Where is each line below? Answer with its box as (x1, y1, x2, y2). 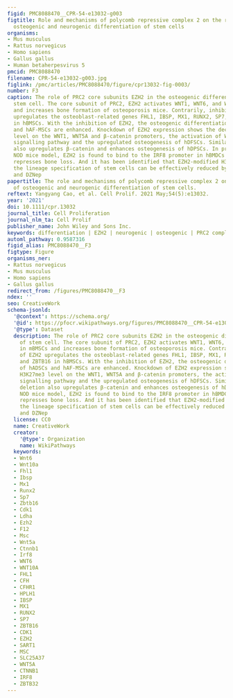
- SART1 (13, 642, 36, 649)
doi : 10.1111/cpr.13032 (7, 204, 76, 211)
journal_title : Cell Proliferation (7, 210, 110, 217)
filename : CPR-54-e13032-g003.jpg (7, 74, 107, 82)
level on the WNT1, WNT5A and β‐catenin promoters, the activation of (13, 132, 222, 139)
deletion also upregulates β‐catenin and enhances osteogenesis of (19, 384, 218, 391)
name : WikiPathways (19, 442, 76, 449)
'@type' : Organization (19, 435, 85, 442)
